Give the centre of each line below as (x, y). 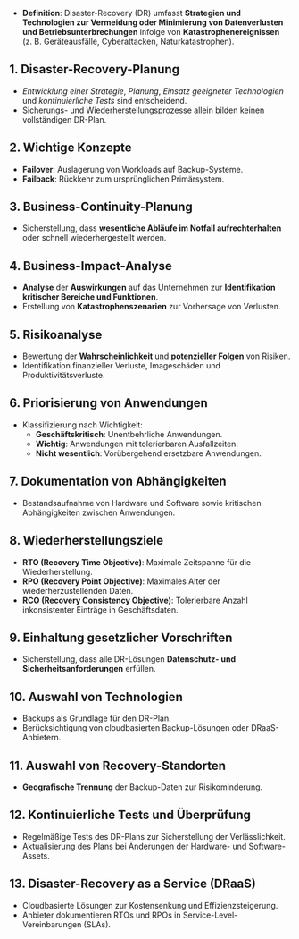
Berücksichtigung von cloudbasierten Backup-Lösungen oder (136, 728)
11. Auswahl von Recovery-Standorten (117, 765)
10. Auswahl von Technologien (96, 697)
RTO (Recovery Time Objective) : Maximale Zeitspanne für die (137, 562)
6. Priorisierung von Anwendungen (108, 403)
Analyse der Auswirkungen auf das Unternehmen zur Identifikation (149, 288)
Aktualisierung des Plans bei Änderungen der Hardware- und (134, 846)
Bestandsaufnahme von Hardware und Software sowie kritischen (141, 503)
